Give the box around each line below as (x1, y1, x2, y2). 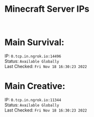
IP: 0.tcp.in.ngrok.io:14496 (4, 53, 61, 59)
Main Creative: (4, 81, 65, 92)
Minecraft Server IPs (4, 3, 90, 15)
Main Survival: (4, 37, 64, 48)
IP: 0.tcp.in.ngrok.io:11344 (4, 96, 61, 102)
